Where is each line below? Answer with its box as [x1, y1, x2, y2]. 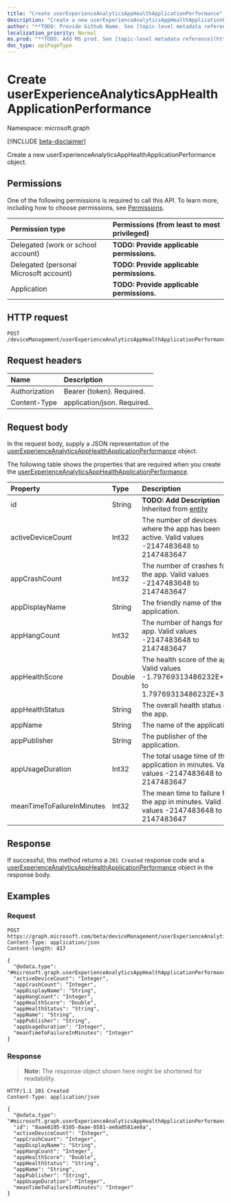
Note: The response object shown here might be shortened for [23, 1067, 203, 1075]
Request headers [7, 354, 82, 366]
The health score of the [142, 655, 218, 665]
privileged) [112, 228, 150, 238]
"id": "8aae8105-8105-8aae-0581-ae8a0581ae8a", [13, 1124, 153, 1131]
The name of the [142, 721, 195, 730]
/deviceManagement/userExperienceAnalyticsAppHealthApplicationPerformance [7, 336, 229, 343]
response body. [7, 871, 52, 878]
